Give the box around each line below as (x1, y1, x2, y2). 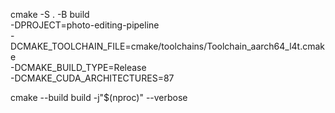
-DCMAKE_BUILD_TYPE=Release (10, 62, 147, 73)
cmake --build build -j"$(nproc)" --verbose (10, 92, 188, 103)
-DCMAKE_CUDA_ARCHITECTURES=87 (10, 72, 175, 84)
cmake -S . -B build (10, 9, 90, 20)
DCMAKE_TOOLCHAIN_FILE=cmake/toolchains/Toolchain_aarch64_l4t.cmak (10, 40, 326, 52)
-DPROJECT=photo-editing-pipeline (10, 19, 160, 31)
